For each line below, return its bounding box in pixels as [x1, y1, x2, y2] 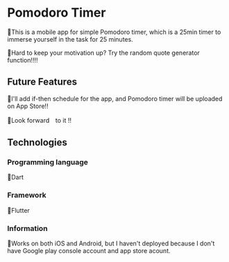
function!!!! [7, 55, 38, 64]
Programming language [7, 157, 89, 167]
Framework [7, 191, 46, 200]
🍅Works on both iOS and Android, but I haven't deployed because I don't [7, 239, 215, 247]
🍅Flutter [7, 206, 30, 214]
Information [7, 223, 48, 233]
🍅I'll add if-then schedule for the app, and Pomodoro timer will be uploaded [7, 94, 223, 103]
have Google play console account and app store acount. [7, 247, 171, 255]
